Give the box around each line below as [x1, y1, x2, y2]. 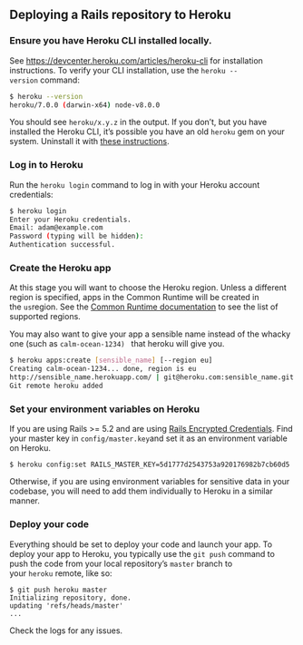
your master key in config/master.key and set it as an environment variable [9, 433, 288, 444]
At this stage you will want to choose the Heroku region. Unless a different [9, 282, 288, 293]
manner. [9, 495, 41, 506]
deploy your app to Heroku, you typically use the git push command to [9, 548, 275, 559]
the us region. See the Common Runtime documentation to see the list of [9, 301, 279, 312]
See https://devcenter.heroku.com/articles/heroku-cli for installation [9, 54, 263, 66]
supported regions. [9, 311, 82, 322]
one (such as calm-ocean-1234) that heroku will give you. [9, 338, 225, 349]
